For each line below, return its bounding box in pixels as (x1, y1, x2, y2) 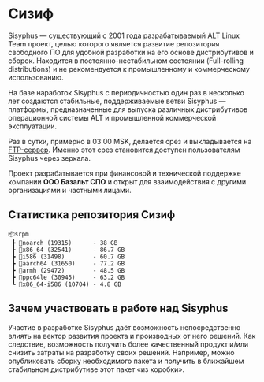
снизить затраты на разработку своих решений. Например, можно (8, 347, 235, 357)
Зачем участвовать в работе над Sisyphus (8, 302, 229, 315)
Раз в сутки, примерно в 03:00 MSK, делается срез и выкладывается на (8, 136, 252, 146)
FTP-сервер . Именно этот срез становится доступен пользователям (8, 145, 240, 154)
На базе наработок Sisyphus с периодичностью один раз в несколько (8, 87, 244, 97)
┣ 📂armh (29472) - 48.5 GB (11, 266, 125, 274)
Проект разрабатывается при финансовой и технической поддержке (8, 169, 242, 178)
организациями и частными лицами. (8, 185, 132, 195)
